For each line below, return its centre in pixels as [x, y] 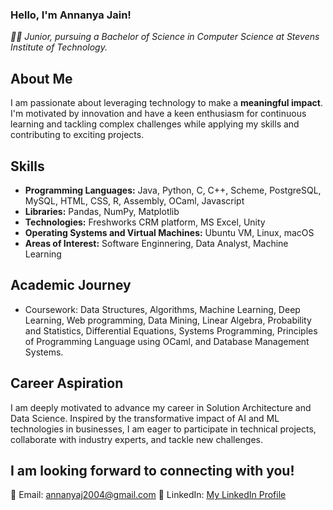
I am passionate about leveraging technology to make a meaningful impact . [166, 103]
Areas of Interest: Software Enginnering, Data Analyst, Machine [156, 243]
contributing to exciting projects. [77, 135]
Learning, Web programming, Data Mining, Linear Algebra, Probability [168, 320]
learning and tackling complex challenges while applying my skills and [155, 124]
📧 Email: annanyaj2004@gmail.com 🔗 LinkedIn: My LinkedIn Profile [148, 495]
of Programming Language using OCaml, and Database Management [167, 341]
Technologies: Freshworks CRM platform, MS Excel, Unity [145, 222]
